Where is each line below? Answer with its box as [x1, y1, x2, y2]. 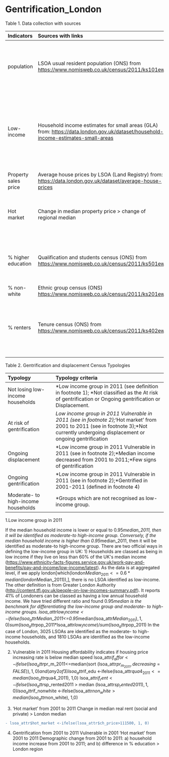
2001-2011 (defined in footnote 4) [55, 483, 140, 490]
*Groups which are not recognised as [55, 495, 145, 502]
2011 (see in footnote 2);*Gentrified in [55, 477, 148, 484]
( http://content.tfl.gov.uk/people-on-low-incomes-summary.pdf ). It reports [5, 587, 160, 593]
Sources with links [37, 32, 83, 39]
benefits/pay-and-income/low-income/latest [5, 564, 98, 570]
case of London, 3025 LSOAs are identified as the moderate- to [5, 629, 137, 635]
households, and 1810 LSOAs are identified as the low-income [22, 634, 150, 640]
